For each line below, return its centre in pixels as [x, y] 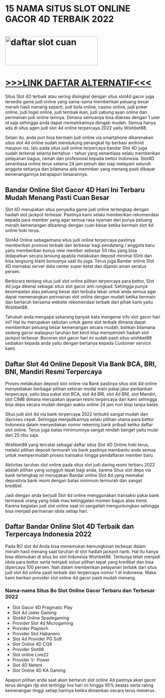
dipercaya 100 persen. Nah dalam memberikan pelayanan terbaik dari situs [81, 567]
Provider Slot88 [28, 650]
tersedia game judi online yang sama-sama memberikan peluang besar [77, 102]
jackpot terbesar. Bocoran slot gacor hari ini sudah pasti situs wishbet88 [79, 338]
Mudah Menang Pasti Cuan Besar [57, 197]
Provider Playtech [30, 628]
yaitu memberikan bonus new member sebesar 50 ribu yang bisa [71, 250]
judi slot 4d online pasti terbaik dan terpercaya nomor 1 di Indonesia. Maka [81, 572]
